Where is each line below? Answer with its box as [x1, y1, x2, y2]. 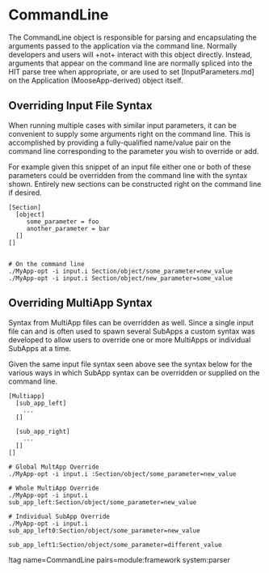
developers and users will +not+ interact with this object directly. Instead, [8, 49, 253, 59]
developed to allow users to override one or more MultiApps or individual [8, 334, 251, 345]
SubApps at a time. [8, 343, 72, 353]
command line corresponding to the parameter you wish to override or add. [8, 146, 259, 155]
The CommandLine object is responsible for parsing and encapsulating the [8, 32, 257, 42]
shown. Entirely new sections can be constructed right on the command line [8, 179, 262, 189]
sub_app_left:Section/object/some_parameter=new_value [8, 498, 197, 507]
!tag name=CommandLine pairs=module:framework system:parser [8, 554, 230, 564]
